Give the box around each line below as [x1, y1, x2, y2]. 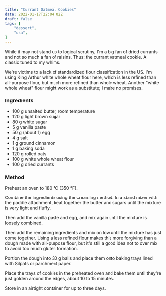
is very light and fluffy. [5, 205, 51, 211]
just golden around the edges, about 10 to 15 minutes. [5, 276, 115, 282]
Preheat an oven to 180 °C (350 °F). [5, 185, 78, 191]
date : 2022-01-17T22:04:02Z [5, 12, 63, 17]
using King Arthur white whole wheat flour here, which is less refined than [5, 74, 156, 80]
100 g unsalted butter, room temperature [12, 108, 95, 114]
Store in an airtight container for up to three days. [5, 285, 106, 291]
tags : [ [5, 21, 21, 26]
